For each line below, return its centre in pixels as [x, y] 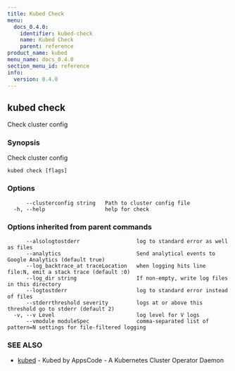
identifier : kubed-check [56, 33]
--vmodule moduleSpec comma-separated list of [118, 321]
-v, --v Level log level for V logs [107, 315]
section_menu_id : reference [49, 66]
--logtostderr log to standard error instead [127, 291]
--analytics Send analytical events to [121, 254]
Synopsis [24, 143]
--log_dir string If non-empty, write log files [127, 278]
